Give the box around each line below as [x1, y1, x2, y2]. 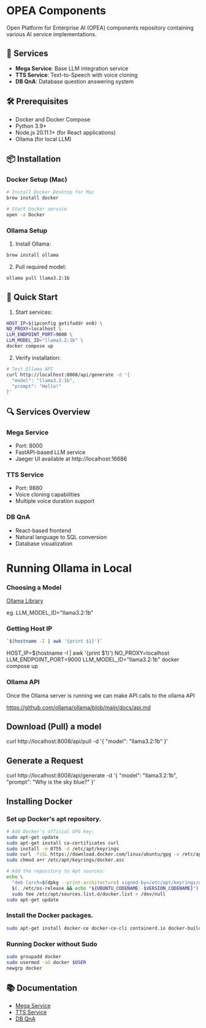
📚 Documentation [6, 983, 78, 993]
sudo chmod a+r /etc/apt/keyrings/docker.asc [6, 857, 124, 863]
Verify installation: [15, 354, 61, 361]
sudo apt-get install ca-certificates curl [6, 839, 120, 846]
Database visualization [15, 540, 73, 547]
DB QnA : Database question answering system [15, 77, 134, 85]
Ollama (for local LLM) [15, 135, 72, 142]
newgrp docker [6, 965, 43, 971]
